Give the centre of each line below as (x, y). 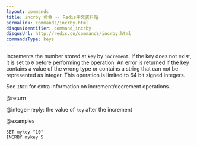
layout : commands (28, 12)
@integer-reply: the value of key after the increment (69, 109)
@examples (20, 121)
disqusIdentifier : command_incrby (49, 28)
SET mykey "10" (25, 132)
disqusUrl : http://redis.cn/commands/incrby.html (69, 34)
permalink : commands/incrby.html (47, 23)
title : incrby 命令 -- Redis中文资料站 (52, 17)
